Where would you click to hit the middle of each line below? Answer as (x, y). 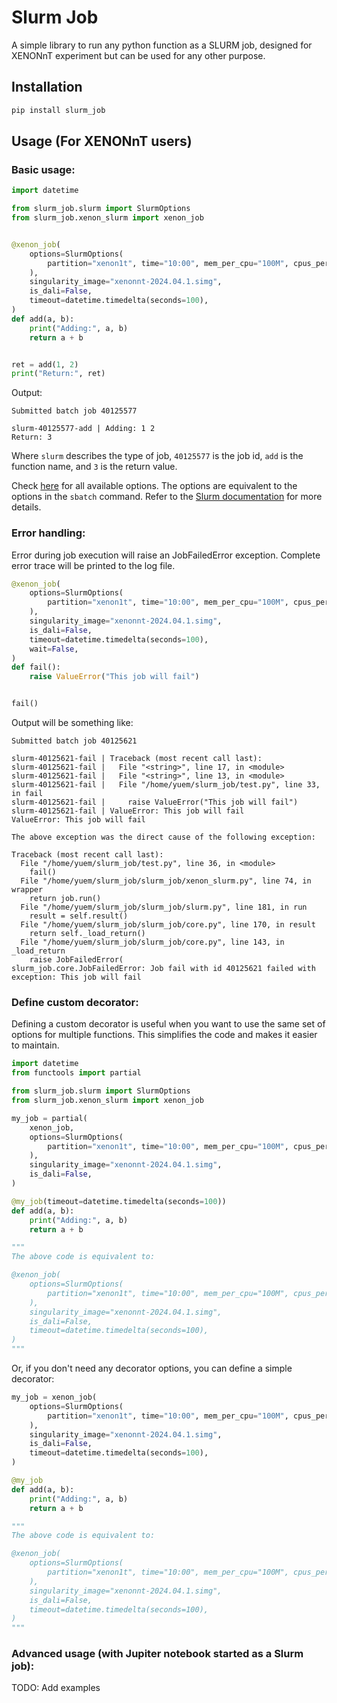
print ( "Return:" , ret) (58, 374)
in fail (27, 794)
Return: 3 (32, 437)
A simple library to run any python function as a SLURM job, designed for (162, 45)
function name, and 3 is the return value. (94, 467)
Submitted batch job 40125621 (74, 741)
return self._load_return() (87, 934)
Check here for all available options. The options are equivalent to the (154, 486)
